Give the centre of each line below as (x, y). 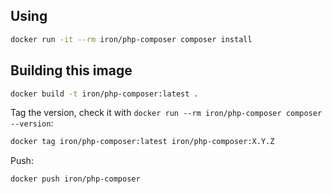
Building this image (71, 70)
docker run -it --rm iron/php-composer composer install (131, 39)
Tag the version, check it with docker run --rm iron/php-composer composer (166, 113)
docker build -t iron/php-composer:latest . (104, 94)
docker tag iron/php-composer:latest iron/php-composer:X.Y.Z (142, 142)
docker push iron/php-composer (75, 179)
